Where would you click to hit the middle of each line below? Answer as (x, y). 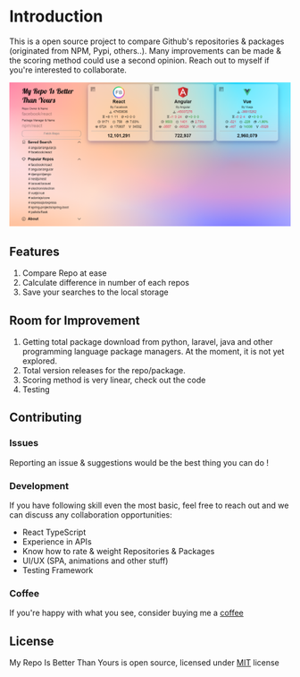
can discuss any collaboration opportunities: (91, 514)
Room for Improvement (75, 320)
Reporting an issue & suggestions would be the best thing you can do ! (139, 462)
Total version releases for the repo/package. (104, 370)
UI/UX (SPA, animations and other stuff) (95, 561)
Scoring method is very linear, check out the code (114, 380)
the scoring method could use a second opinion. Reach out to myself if (139, 60)
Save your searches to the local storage (95, 292)
